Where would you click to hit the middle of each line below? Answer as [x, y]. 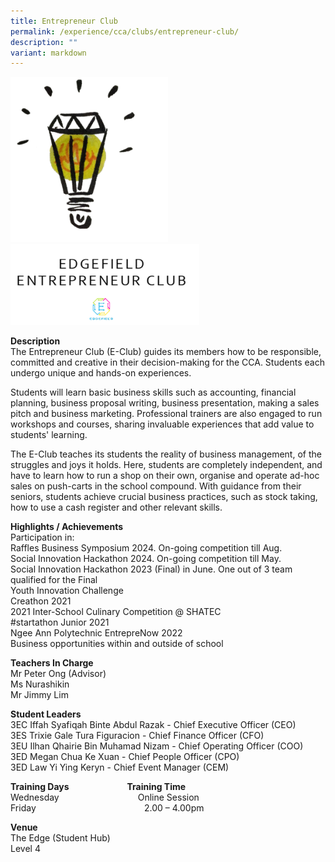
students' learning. [49, 435]
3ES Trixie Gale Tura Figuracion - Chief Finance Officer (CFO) [137, 736]
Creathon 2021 [41, 601]
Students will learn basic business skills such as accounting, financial [153, 392]
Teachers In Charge [52, 663]
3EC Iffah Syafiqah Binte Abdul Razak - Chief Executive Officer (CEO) [153, 725]
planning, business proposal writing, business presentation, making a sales [165, 403]
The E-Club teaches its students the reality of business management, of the [166, 454]
